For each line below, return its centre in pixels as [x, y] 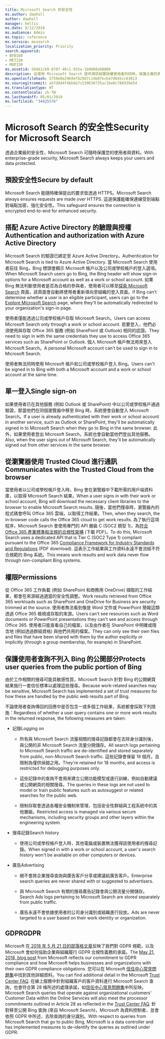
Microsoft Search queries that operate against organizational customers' [78, 993]
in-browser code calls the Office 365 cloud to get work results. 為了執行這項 [82, 520]
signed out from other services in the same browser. [58, 445]
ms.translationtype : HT [29, 88]
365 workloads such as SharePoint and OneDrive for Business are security [81, 602]
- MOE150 [14, 65]
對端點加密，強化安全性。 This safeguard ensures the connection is [73, 205]
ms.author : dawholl [25, 14]
